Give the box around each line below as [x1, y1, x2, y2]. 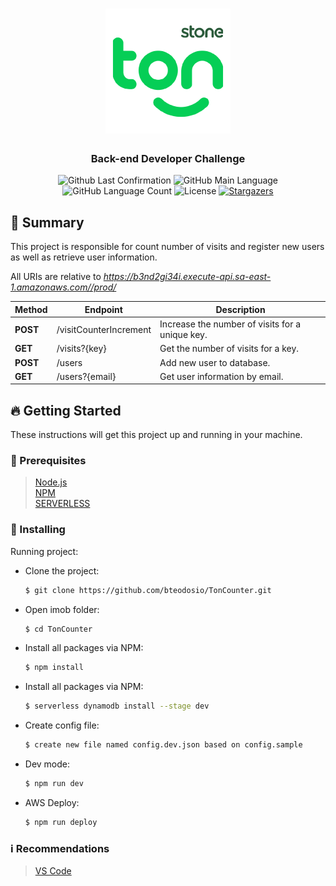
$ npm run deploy [24, 817, 98, 827]
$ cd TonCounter [24, 624, 93, 634]
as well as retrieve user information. [10, 251, 158, 263]
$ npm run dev [24, 779, 84, 789]
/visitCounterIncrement [56, 323, 152, 335]
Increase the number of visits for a [159, 318, 302, 330]
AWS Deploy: [24, 796, 80, 808]
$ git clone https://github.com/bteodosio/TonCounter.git [24, 585, 272, 595]
